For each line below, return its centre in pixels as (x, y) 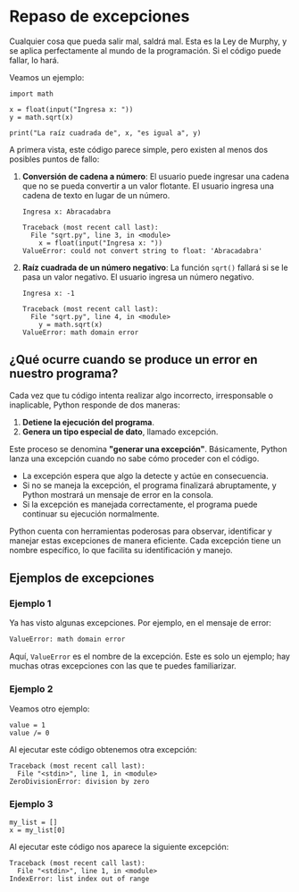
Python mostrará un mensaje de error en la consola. (118, 494)
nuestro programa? (64, 374)
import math (31, 94)
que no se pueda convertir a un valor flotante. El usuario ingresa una (148, 186)
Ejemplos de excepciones (82, 578)
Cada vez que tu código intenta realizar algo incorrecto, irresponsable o (141, 395)
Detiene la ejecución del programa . (88, 422)
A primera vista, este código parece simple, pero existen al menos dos (139, 149)
